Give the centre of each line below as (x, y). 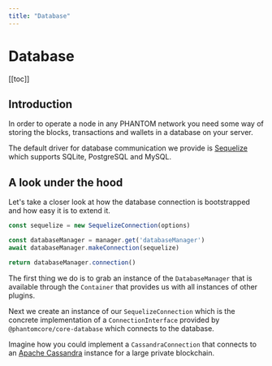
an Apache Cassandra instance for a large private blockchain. (112, 353)
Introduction (41, 104)
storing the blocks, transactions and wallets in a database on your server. (131, 133)
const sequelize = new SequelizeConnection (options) (99, 226)
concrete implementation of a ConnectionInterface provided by (114, 320)
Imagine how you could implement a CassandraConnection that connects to (133, 344)
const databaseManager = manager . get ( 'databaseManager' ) (107, 241)
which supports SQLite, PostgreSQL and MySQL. (90, 157)
